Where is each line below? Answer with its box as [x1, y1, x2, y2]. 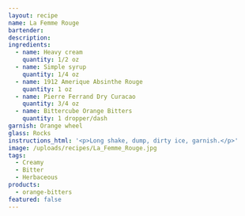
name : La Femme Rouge [8, 19, 80, 27]
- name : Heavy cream [15, 48, 83, 56]
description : [8, 33, 51, 42]
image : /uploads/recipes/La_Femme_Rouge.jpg [8, 144, 157, 152]
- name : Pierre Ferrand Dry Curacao [15, 93, 136, 100]
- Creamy [15, 159, 44, 167]
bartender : [8, 26, 44, 34]
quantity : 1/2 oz [22, 56, 80, 64]
